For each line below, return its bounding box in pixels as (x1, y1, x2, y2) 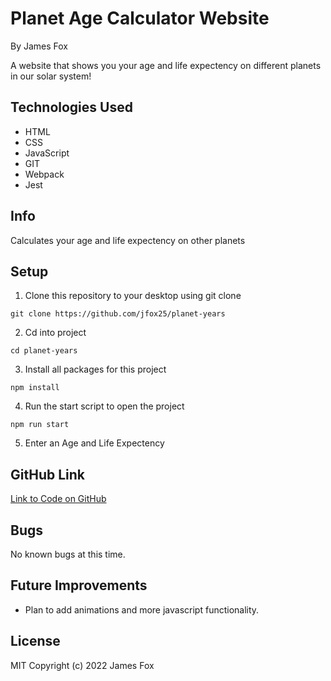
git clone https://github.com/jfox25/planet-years (10, 309, 226, 319)
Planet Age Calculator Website (10, 7, 270, 30)
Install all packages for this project (24, 363, 167, 376)
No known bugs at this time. (10, 548, 126, 560)
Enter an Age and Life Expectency (24, 437, 165, 449)
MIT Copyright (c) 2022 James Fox (10, 659, 155, 671)
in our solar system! (10, 70, 92, 82)
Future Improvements (10, 577, 148, 594)
